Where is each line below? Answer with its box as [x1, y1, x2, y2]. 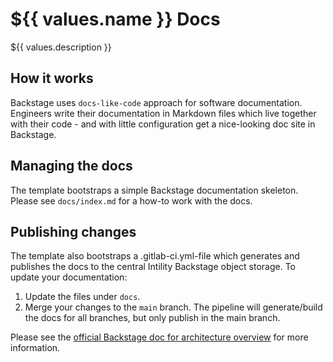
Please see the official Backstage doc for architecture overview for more [10, 331, 309, 343]
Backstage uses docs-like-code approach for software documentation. [10, 96, 303, 108]
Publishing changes [10, 223, 137, 240]
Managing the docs [10, 158, 133, 175]
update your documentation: [10, 271, 128, 283]
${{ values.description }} [10, 41, 112, 53]
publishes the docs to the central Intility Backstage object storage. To [10, 261, 296, 273]
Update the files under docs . [24, 291, 141, 303]
